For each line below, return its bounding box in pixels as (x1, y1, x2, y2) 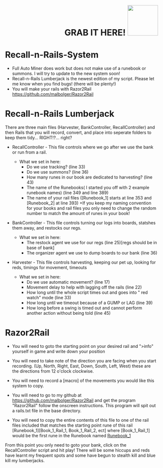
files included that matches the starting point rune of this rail (12, 422, 133, 428)
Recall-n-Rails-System (5, 49, 99, 60)
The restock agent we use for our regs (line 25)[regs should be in (26, 240, 157, 246)
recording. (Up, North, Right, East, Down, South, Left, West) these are (12, 363, 151, 369)
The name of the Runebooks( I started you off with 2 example (26, 185, 149, 191)
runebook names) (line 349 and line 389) (26, 190, 109, 196)
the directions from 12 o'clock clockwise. (12, 368, 94, 374)
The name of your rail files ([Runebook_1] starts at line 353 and (26, 195, 152, 201)
